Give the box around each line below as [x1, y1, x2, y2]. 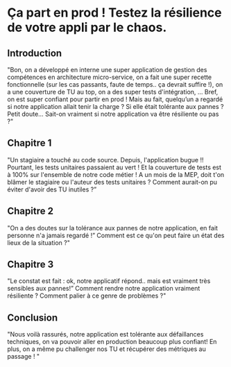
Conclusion [7, 311, 58, 323]
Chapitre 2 [7, 205, 54, 217]
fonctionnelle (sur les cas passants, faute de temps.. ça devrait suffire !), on [7, 80, 223, 88]
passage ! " [7, 352, 40, 361]
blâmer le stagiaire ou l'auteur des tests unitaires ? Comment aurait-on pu [7, 178, 217, 186]
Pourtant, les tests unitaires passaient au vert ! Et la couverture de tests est [7, 163, 222, 171]
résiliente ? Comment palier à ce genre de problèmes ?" [7, 291, 166, 300]
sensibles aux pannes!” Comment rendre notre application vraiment [7, 284, 200, 293]
